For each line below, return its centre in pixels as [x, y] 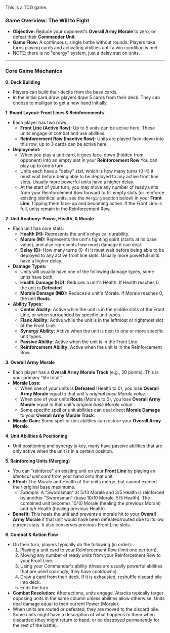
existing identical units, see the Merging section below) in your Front [91, 198]
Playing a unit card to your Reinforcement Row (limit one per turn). [89, 550]
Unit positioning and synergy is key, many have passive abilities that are [88, 446]
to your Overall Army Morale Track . [57, 415]
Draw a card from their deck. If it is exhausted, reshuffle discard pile [91, 577]
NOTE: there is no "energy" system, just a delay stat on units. [76, 53]
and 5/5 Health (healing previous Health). [63, 508]
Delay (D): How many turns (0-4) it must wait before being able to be [92, 250]
